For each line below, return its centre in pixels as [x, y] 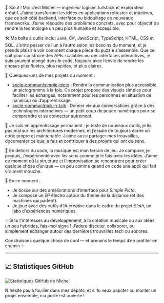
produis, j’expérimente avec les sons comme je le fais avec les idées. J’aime [81, 156]
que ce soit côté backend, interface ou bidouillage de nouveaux [69, 18]
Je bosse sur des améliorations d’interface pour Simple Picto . [74, 190]
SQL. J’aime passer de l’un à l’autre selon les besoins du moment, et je [76, 45]
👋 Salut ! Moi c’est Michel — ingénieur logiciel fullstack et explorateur [74, 8]
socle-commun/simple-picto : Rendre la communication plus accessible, [85, 85]
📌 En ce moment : [23, 181]
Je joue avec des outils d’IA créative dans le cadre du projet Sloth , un [82, 206]
